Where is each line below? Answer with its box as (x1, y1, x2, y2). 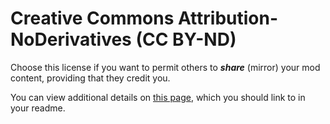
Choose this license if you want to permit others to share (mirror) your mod (10, 61, 321, 73)
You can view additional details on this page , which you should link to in (10, 91, 306, 103)
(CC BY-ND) (135, 28, 237, 51)
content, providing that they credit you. (10, 72, 171, 84)
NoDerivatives (10, 28, 132, 51)
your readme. (10, 102, 66, 114)
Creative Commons (10, 7, 175, 30)
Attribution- (177, 7, 279, 30)
